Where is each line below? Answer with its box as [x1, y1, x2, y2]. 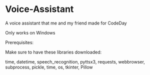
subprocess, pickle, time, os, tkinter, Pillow [5, 64, 93, 70]
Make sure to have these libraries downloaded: [5, 49, 102, 55]
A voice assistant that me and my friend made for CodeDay [5, 20, 127, 26]
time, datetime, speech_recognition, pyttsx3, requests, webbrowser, [5, 58, 145, 64]
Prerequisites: [5, 39, 34, 45]
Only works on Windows [5, 29, 55, 35]
